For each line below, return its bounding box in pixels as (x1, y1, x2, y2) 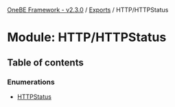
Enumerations (7, 77, 55, 87)
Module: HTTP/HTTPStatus (7, 30, 167, 45)
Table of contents (7, 57, 84, 68)
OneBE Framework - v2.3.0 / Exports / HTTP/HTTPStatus (7, 6, 169, 14)
